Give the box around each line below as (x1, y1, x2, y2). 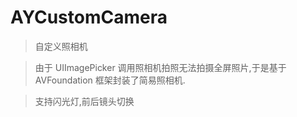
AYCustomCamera (10, 6, 168, 29)
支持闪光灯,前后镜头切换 (34, 95, 135, 107)
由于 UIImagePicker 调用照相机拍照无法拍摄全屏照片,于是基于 (34, 61, 287, 73)
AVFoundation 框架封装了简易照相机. (34, 74, 186, 86)
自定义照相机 (34, 40, 88, 52)
